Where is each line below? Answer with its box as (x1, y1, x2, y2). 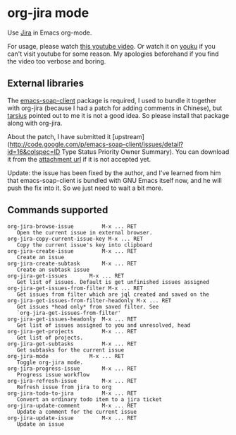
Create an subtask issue (16, 266, 90, 273)
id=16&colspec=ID (7, 147, 61, 156)
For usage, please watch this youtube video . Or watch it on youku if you (7, 42, 216, 50)
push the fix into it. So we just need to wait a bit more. (7, 184, 163, 192)
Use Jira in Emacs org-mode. (7, 28, 92, 37)
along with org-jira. (7, 119, 63, 127)
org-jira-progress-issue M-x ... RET (7, 365, 137, 372)
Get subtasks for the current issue (16, 346, 125, 354)
